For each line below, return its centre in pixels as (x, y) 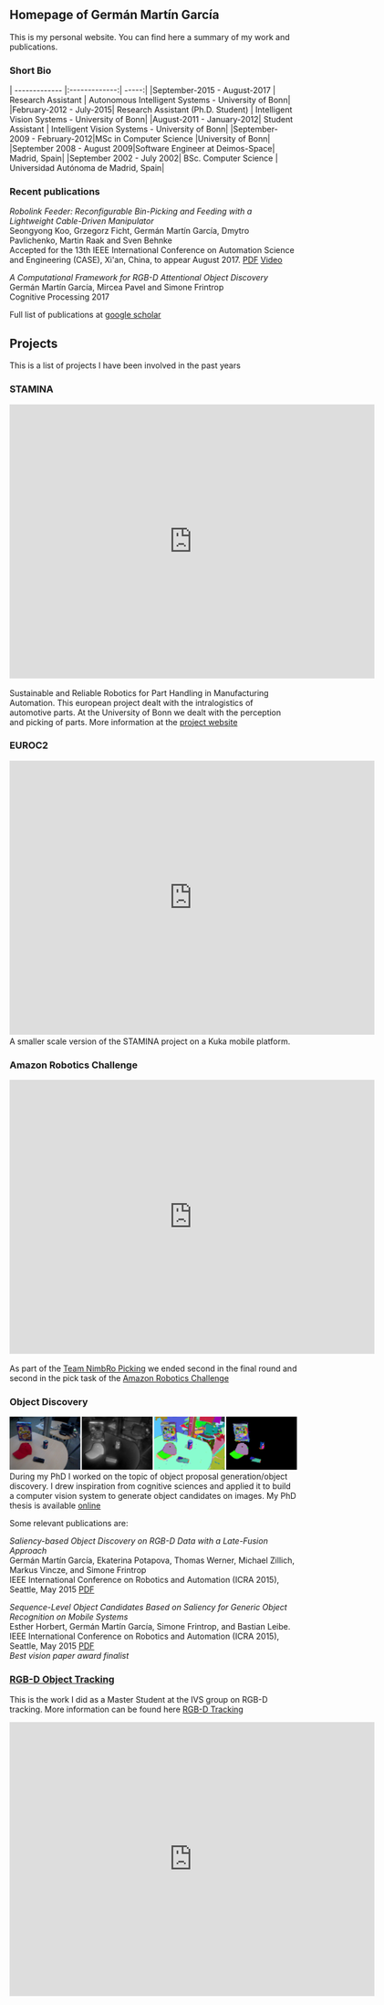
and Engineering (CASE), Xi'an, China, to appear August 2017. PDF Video (146, 260)
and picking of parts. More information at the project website (124, 722)
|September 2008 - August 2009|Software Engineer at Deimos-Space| (142, 149)
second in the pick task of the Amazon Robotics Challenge (119, 1378)
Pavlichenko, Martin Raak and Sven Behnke (91, 240)
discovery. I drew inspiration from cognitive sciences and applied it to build (150, 1486)
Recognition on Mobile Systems (69, 1617)
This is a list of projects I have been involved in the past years (125, 365)
